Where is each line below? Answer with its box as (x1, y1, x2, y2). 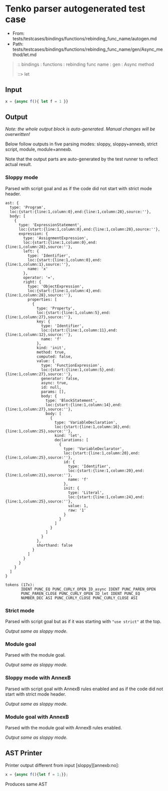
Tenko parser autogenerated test (5, 3, 145, 15)
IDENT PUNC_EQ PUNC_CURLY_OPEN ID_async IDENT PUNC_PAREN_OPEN (21, 586, 156, 592)
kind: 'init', (37, 345, 66, 350)
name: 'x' (27, 266, 49, 271)
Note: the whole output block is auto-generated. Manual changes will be (5, 126, 155, 132)
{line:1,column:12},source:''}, (5, 332, 73, 337)
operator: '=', (23, 275, 55, 280)
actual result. (5, 162, 32, 168)
